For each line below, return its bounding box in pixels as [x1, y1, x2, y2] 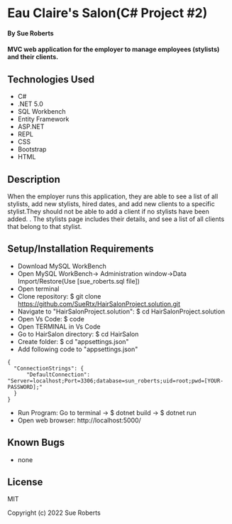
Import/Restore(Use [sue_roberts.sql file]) [17, 277, 140, 285]
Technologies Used [7, 73, 94, 85]
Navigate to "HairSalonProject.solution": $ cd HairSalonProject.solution [17, 307, 226, 316]
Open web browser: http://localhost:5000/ [17, 416, 142, 424]
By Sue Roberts [7, 28, 55, 37]
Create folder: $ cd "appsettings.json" [17, 337, 129, 346]
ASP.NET [17, 122, 45, 131]
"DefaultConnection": [26, 371, 91, 378]
